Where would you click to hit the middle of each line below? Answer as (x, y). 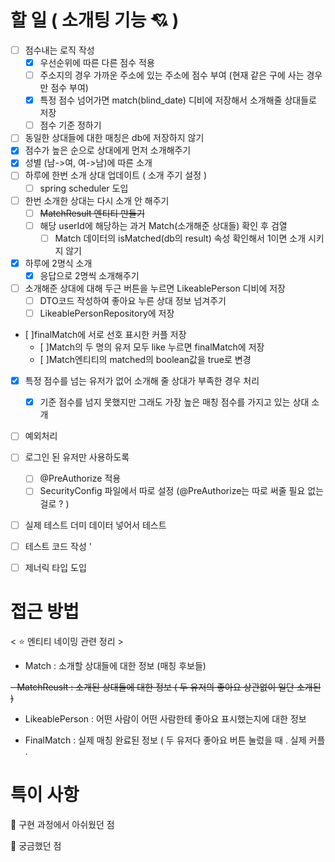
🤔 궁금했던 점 (36, 845)
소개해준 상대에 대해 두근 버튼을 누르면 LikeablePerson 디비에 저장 (155, 288)
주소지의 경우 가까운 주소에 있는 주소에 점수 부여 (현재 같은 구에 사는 (172, 75)
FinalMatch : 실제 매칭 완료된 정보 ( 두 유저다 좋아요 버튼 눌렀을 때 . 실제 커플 (175, 740)
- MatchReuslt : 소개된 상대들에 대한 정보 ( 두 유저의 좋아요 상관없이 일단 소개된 (166, 687)
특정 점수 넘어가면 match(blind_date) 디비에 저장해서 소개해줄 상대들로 (178, 100)
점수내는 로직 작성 (59, 50)
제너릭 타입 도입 (55, 567)
